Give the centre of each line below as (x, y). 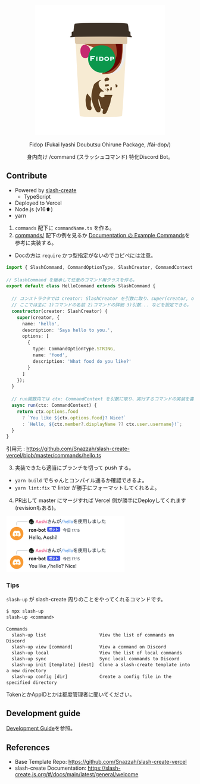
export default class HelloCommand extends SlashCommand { (81, 286)
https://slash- (104, 768)
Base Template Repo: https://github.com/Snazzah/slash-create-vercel (101, 762)
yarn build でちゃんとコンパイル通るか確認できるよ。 (81, 481)
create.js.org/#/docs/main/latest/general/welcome (76, 774)
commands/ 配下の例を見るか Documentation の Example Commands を (102, 235)
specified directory (32, 682)
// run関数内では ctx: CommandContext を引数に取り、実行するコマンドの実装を (101, 399)
